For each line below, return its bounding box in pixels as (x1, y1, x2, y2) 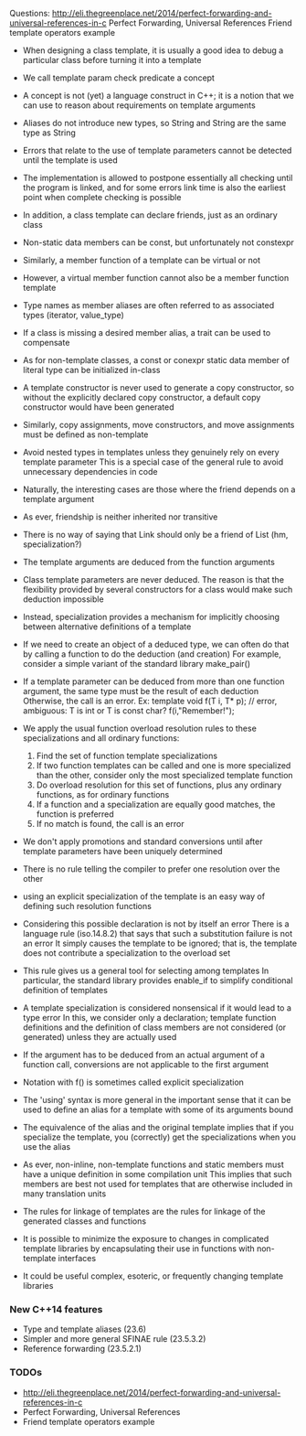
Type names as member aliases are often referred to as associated (22, 300, 275, 310)
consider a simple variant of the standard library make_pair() (22, 659, 251, 669)
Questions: (9, 8, 50, 18)
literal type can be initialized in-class (22, 365, 161, 375)
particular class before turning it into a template (22, 55, 202, 65)
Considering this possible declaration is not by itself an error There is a (22, 918, 290, 929)
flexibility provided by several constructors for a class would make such (22, 584, 293, 595)
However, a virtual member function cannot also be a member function (22, 273, 290, 283)
